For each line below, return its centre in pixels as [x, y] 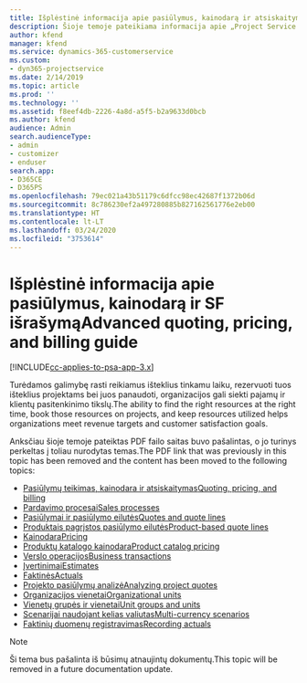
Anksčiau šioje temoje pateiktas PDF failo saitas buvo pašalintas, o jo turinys [153, 441]
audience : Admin [40, 129]
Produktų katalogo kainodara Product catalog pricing [121, 546]
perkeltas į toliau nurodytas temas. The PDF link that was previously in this [148, 451]
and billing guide [74, 342]
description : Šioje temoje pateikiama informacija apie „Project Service [153, 26]
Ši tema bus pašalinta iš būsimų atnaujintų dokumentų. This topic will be [144, 659]
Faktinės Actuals [53, 575]
